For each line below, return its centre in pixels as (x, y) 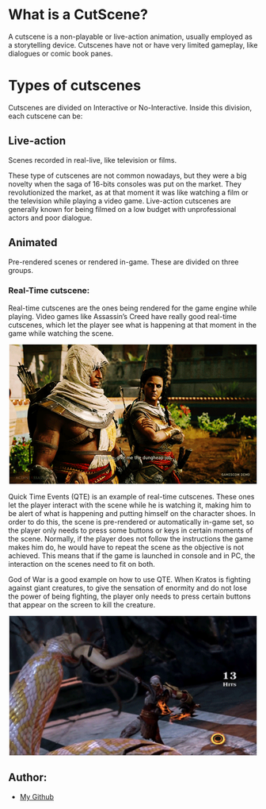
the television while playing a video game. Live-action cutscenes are (120, 201)
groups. (21, 270)
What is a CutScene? (78, 15)
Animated (33, 243)
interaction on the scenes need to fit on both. (82, 564)
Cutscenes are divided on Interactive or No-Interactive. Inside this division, (130, 107)
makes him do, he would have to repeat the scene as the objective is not (126, 547)
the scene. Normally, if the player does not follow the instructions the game (131, 538)
